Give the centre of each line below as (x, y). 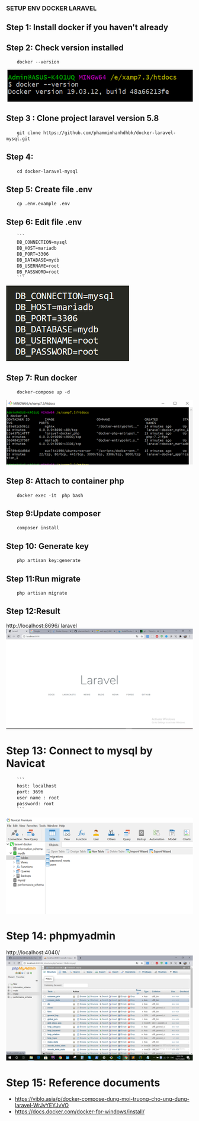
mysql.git (18, 139)
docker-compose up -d (43, 392)
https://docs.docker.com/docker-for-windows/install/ (80, 1112)
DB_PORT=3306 (33, 254)
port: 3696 (30, 792)
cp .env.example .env (43, 204)
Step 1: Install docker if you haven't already (87, 28)
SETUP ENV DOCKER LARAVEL (51, 8)
